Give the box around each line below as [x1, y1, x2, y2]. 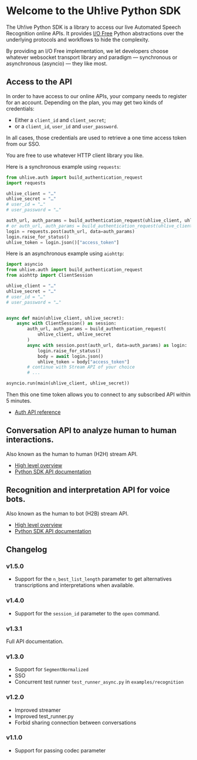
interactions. [6, 435, 54, 445]
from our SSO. [6, 140, 40, 148]
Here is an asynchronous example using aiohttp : [6, 250, 124, 257]
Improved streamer [14, 707, 61, 714]
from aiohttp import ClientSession [6, 272, 93, 279]
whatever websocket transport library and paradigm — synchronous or [6, 53, 178, 61]
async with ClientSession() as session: [16, 320, 117, 327]
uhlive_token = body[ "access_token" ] [37, 359, 130, 365]
